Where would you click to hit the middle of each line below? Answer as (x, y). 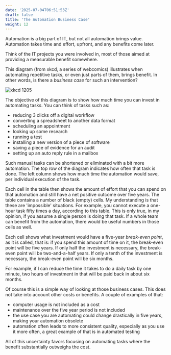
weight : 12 (17, 24)
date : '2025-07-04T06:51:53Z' (38, 10)
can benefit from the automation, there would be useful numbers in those (82, 222)
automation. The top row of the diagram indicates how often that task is (80, 168)
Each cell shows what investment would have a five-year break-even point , (84, 237)
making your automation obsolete (48, 321)
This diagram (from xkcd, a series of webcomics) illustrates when (74, 69)
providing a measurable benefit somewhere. (52, 60)
